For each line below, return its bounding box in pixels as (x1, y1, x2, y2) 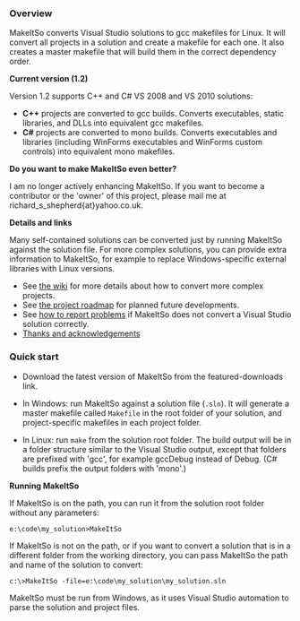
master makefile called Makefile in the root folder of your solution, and (21, 407, 282, 418)
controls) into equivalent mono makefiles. (21, 146, 176, 157)
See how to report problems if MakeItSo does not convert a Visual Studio (21, 309, 292, 320)
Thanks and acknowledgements (21, 328, 141, 339)
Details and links (9, 218, 73, 229)
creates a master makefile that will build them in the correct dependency (9, 47, 277, 57)
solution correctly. (21, 319, 90, 330)
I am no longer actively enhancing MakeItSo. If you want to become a (9, 181, 265, 192)
